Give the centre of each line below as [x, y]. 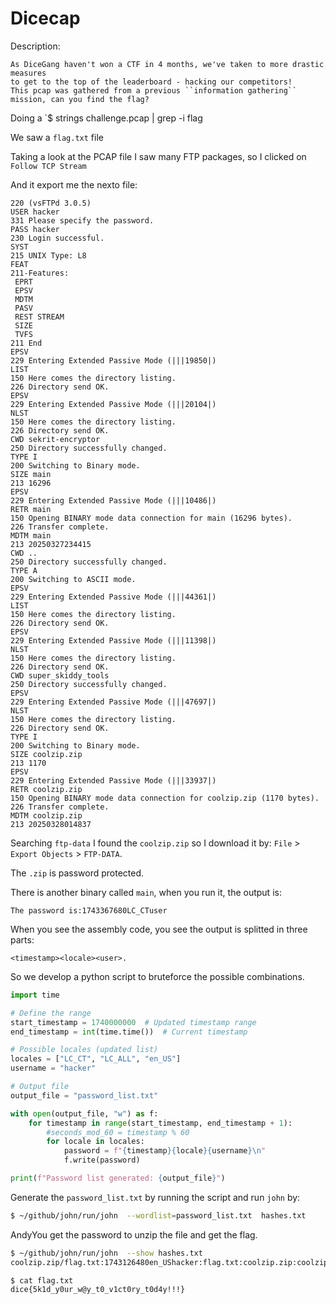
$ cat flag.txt [42, 1280]
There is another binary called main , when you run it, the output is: [146, 892]
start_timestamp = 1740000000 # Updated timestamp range [133, 1022]
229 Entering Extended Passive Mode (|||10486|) [113, 500]
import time [35, 995]
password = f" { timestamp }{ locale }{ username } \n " [165, 1151]
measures [28, 73]
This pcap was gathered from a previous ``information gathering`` [154, 90]
